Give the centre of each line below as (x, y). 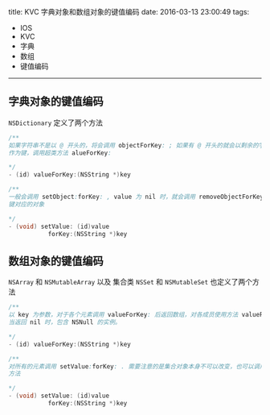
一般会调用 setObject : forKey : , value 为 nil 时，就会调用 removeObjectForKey (136, 197)
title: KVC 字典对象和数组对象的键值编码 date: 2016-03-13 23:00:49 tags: (129, 12)
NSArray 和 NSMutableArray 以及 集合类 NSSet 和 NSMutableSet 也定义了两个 (131, 282)
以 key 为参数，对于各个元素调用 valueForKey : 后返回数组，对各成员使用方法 (123, 315)
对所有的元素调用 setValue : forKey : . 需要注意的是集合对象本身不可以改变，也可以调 (134, 366)
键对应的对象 (27, 204)
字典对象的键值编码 (56, 102)
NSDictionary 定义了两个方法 (55, 122)
